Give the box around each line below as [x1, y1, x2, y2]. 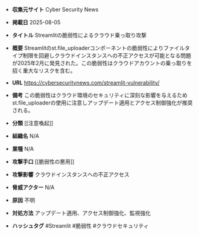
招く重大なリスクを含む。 [11, 67, 76, 74]
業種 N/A [11, 145, 34, 152]
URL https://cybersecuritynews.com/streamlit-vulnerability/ [11, 79, 160, 86]
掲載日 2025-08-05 [11, 19, 61, 26]
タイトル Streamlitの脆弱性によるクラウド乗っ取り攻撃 [11, 31, 147, 39]
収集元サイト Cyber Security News [11, 6, 99, 13]
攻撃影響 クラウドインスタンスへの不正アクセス [11, 171, 130, 178]
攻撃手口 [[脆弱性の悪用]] [11, 158, 75, 165]
